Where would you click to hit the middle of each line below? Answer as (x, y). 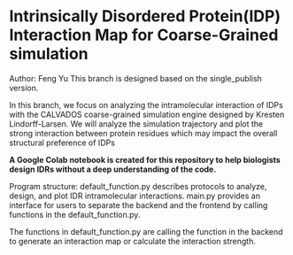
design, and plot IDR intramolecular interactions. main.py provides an (135, 196)
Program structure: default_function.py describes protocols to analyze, (138, 186)
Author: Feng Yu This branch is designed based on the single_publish (136, 78)
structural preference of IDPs (62, 143)
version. (24, 88)
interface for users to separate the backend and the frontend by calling (139, 205)
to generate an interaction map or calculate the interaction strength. (133, 241)
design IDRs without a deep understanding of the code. (113, 169)
